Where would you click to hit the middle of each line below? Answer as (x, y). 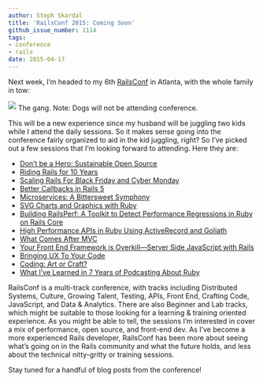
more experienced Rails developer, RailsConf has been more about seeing (128, 337)
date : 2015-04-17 (37, 60)
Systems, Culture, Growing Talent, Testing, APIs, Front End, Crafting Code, (129, 295)
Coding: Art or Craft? (54, 264)
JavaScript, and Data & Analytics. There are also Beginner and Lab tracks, (128, 304)
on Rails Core (41, 222)
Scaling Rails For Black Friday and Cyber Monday (99, 180)
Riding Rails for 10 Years (59, 172)
